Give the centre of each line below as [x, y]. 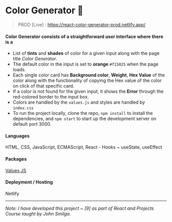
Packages [16, 159]
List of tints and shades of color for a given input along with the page [86, 53]
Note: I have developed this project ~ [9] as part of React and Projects [80, 208]
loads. [19, 70]
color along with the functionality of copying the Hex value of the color [87, 80]
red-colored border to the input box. [51, 97]
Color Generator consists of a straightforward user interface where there [84, 36]
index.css [23, 108]
